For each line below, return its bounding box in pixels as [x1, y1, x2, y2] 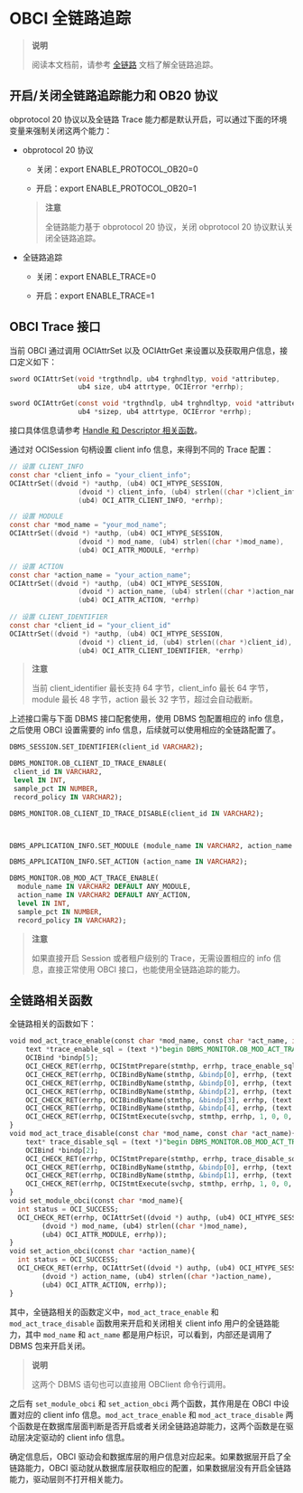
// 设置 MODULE [9, 512, 64, 521]
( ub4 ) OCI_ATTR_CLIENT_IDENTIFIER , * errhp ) [78, 646, 244, 656]
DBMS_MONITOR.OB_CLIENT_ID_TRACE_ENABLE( [9, 759, 168, 769]
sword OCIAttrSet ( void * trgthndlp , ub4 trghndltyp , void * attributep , [9, 374, 280, 383]
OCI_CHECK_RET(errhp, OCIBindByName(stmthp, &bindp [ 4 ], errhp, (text [25, 1104, 293, 1113]
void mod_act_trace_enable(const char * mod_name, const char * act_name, [9, 1036, 289, 1045]
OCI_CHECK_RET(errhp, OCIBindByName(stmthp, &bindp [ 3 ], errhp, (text [25, 1095, 293, 1104]
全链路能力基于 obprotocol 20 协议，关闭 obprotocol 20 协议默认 [44, 221, 286, 232]
